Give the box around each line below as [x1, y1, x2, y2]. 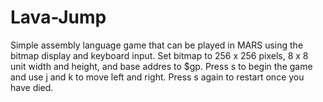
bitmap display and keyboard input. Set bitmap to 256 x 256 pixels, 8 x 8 [10, 49, 309, 61]
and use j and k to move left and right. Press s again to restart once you [10, 71, 305, 83]
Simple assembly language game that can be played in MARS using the [10, 39, 304, 51]
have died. [10, 81, 54, 93]
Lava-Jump [10, 6, 107, 29]
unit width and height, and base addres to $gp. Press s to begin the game [10, 60, 313, 72]
